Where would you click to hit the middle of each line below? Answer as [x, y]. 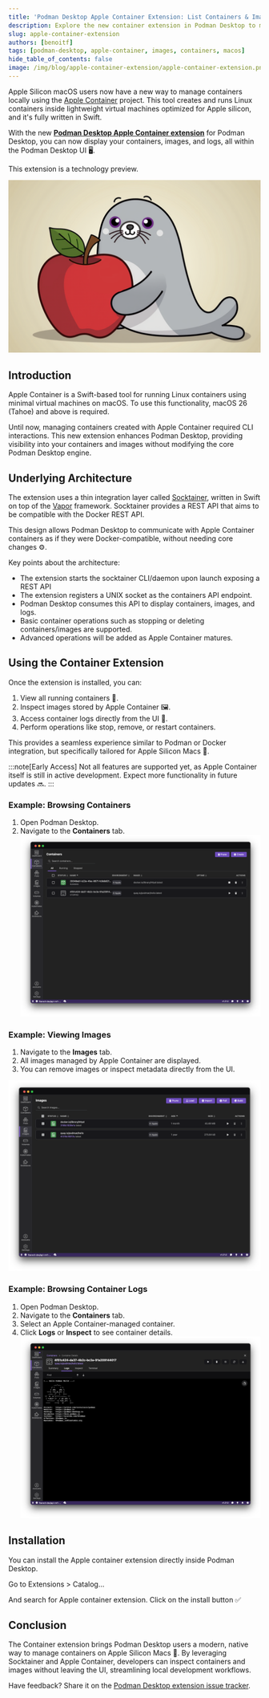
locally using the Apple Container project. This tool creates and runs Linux [130, 100]
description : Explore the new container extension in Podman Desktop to [132, 25]
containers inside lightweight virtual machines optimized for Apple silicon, [130, 108]
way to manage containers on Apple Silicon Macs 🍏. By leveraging [117, 1653]
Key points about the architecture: [64, 563]
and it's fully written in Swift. [55, 117]
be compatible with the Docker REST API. [76, 514]
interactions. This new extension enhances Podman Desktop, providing [126, 436]
